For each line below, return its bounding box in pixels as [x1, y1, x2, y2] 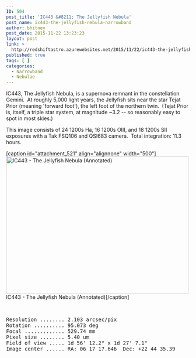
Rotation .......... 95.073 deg [6, 322, 99, 329]
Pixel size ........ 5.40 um [6, 334, 89, 340]
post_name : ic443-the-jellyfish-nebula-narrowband [6, 19, 132, 25]
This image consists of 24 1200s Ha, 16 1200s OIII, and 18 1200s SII [6, 127, 167, 134]
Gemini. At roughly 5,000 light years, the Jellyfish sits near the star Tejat [6, 96, 181, 103]
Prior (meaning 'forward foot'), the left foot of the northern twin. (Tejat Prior [6, 103, 188, 110]
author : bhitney [6, 25, 45, 31]
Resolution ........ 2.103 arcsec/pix [6, 316, 117, 323]
